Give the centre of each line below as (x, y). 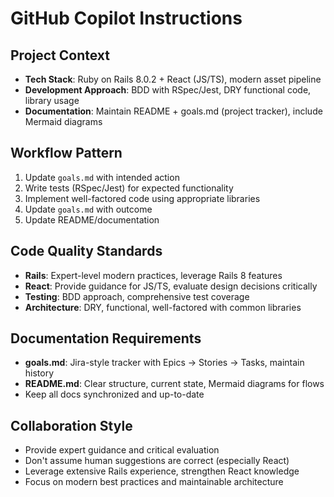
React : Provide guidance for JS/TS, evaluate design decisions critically (171, 286)
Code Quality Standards (86, 251)
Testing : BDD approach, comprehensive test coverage (137, 296)
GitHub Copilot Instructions (126, 18)
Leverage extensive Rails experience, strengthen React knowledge (162, 471)
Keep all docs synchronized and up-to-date (114, 394)
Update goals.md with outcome (88, 209)
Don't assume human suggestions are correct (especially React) (157, 461)
